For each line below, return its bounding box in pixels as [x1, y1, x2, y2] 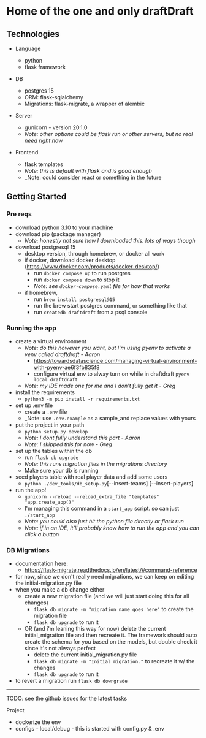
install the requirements [15, 388, 75, 396]
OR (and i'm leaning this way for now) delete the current [24, 625, 167, 633]
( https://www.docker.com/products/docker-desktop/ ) [24, 262, 159, 270]
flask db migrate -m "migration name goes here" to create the [33, 606, 194, 613]
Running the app [6, 324, 57, 332]
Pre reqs [6, 210, 32, 218]
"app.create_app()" [24, 499, 75, 505]
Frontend [15, 149, 39, 156]
